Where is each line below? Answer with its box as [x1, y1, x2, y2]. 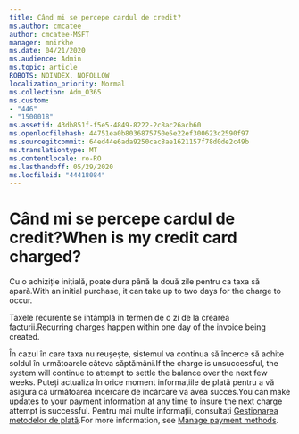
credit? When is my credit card [9, 228, 238, 248]
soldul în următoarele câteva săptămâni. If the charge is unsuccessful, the [9, 358, 278, 369]
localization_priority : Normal [9, 79, 126, 88]
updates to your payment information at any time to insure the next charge [9, 396, 283, 406]
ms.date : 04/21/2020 [9, 46, 87, 55]
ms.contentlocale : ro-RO [9, 153, 102, 163]
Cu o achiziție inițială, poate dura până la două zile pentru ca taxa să [9, 276, 261, 287]
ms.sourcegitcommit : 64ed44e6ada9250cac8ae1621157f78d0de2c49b [9, 137, 250, 146]
